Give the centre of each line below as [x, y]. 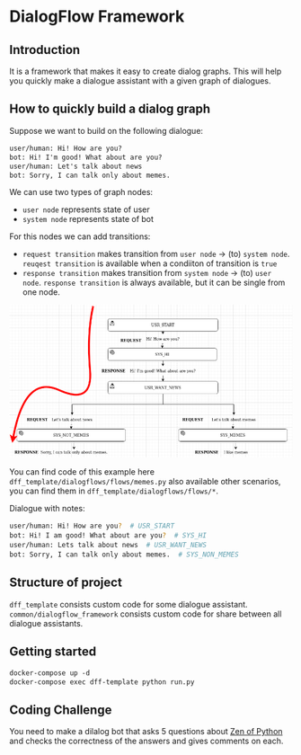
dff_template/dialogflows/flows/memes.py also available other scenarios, [145, 482]
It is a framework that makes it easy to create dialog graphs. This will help [146, 71]
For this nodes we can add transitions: [80, 236]
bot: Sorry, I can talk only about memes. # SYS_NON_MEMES [124, 555]
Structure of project [66, 583]
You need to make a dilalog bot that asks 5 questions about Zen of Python [146, 732]
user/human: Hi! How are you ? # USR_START [92, 526]
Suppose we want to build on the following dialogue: [106, 130]
